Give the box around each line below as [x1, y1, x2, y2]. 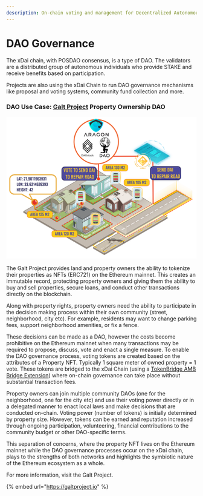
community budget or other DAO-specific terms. [6, 429, 127, 436]
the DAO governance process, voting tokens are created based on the [6, 352, 181, 360]
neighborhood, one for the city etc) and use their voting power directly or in [6, 397, 195, 404]
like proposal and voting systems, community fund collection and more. [6, 88, 184, 95]
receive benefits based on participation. [6, 70, 106, 77]
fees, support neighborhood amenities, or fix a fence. [6, 322, 139, 329]
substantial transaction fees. [6, 379, 77, 386]
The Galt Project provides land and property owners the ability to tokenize [6, 265, 190, 272]
